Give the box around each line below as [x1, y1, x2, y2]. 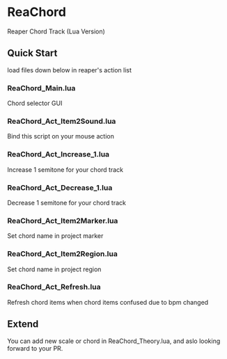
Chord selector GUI [7, 99, 63, 108]
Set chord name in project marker [7, 232, 104, 240]
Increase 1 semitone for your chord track [7, 165, 124, 174]
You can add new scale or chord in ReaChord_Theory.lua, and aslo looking [7, 337, 221, 345]
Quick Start [7, 47, 58, 59]
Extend [7, 318, 39, 330]
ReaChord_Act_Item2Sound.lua [7, 116, 116, 126]
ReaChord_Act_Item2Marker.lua [7, 216, 118, 225]
